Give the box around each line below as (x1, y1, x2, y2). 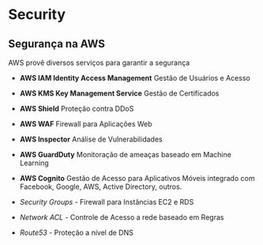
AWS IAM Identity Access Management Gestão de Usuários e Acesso (19, 73, 250, 82)
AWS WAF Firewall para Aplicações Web (19, 119, 152, 128)
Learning (19, 158, 49, 168)
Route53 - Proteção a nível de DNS (19, 228, 134, 237)
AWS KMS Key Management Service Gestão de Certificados (19, 89, 220, 98)
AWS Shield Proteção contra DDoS (19, 104, 134, 113)
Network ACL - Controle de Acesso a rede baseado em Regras (19, 213, 224, 222)
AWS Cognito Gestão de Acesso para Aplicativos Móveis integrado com (19, 174, 255, 183)
